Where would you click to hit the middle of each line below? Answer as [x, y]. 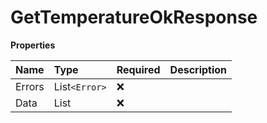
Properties [33, 45]
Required [138, 69]
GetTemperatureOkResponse [134, 17]
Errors [30, 86]
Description [198, 69]
